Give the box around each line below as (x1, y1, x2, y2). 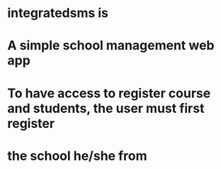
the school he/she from (7, 148, 147, 164)
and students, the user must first (7, 100, 205, 116)
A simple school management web (7, 38, 215, 54)
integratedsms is (7, 5, 108, 21)
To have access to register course (7, 85, 211, 101)
